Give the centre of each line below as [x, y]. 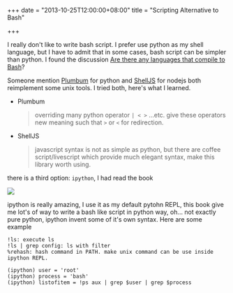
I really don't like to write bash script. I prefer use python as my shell [105, 44]
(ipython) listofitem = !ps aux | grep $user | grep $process [99, 283]
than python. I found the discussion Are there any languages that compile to [116, 59]
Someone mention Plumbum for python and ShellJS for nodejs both [104, 80]
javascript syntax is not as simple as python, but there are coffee [128, 149]
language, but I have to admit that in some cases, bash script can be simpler [117, 52]
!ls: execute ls [31, 240]
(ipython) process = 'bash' [48, 276]
